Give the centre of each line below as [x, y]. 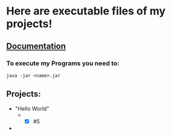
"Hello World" [32, 108]
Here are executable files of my [86, 11]
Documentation [36, 46]
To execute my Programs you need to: [63, 63]
